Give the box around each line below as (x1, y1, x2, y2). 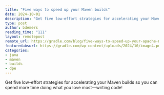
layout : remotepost (5, 35, 45, 39)
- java (5, 52, 19, 57)
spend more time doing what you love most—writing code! (5, 85, 123, 90)
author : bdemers (5, 25, 38, 30)
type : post (5, 20, 27, 26)
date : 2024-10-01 (5, 12, 41, 17)
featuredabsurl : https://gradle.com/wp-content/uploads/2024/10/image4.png (5, 43, 163, 48)
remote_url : (5, 39, 29, 44)
